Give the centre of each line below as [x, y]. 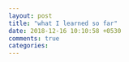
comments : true [34, 38]
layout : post [30, 16]
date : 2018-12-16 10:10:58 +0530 [65, 31]
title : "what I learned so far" [63, 23]
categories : [28, 46]
